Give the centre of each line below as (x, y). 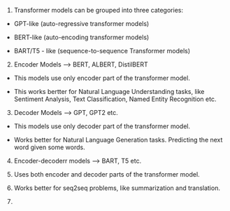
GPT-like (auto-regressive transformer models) (81, 23)
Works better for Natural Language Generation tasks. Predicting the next (118, 140)
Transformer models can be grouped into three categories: (99, 10)
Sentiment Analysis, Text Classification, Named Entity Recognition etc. (115, 99)
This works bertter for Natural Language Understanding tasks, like (109, 91)
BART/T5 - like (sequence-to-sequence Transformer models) (102, 51)
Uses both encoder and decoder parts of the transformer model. (107, 174)
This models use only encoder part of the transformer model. (102, 78)
